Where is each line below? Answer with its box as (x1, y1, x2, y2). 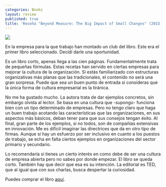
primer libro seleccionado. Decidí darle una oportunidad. (5, 49, 120, 55)
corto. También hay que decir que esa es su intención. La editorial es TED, (5, 161, 157, 168)
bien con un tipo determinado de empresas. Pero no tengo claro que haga (5, 105, 156, 111)
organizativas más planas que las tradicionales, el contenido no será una (5, 75, 153, 80)
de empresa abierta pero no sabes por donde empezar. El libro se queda (5, 156, 153, 162)
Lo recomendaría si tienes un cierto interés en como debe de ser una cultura (5, 151, 161, 157)
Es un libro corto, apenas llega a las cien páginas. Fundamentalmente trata (5, 59, 157, 65)
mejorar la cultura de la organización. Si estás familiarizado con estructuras (5, 69, 159, 75)
